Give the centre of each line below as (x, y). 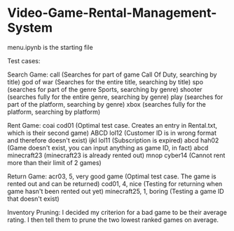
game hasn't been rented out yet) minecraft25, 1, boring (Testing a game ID (116, 191)
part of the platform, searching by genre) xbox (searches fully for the (107, 104)
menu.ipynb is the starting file (50, 47)
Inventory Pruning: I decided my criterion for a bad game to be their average (117, 212)
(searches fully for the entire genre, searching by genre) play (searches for (115, 97)
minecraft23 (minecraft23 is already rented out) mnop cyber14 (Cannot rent (116, 155)
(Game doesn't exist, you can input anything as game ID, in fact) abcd (108, 147)
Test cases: (24, 60)
